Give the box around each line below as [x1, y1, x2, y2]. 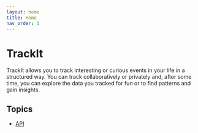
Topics [6, 104, 33, 114]
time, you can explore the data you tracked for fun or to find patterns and [6, 80, 191, 87]
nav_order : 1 [6, 20, 40, 26]
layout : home [6, 9, 40, 15]
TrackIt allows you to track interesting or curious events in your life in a [6, 66, 185, 74]
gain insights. [6, 86, 40, 93]
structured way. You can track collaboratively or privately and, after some [6, 73, 192, 81]
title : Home [6, 15, 37, 21]
